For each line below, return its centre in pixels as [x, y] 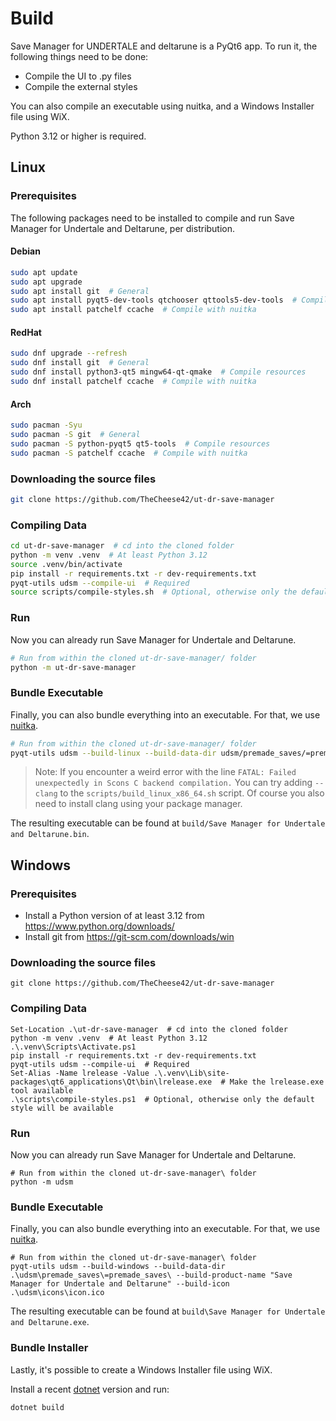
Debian [25, 251]
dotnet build [37, 1407]
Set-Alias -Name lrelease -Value [80, 1073]
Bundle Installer [49, 1348]
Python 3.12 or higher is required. [78, 136]
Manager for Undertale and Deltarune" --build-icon [120, 1284]
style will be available [62, 1108]
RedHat [26, 332]
